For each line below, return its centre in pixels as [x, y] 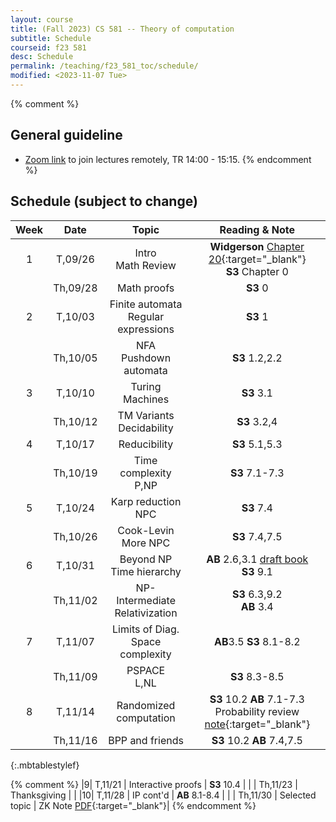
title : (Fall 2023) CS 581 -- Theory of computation [122, 29]
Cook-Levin [146, 530]
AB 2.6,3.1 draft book [257, 559]
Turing [146, 386]
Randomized [146, 705]
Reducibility [146, 444]
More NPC [146, 543]
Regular [146, 316]
